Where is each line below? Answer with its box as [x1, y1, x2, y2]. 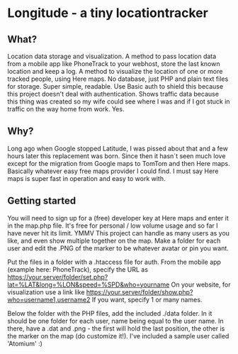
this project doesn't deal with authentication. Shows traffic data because [7, 90, 220, 98]
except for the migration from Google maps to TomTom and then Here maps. [7, 159, 230, 167]
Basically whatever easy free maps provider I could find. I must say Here [7, 167, 219, 175]
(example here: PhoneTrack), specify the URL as [7, 265, 149, 274]
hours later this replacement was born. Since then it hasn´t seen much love [7, 151, 226, 160]
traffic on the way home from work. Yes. [7, 105, 125, 113]
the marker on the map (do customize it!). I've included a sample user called [7, 331, 229, 340]
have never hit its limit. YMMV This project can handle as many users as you [7, 228, 230, 237]
